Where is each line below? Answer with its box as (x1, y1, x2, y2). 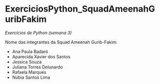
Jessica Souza (12, 59, 42, 65)
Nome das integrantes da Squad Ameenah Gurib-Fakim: (5, 39, 118, 45)
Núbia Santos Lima (12, 74, 50, 80)
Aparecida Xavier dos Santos (12, 53, 71, 59)
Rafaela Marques (12, 69, 46, 75)
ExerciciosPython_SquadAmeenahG (5, 3, 155, 15)
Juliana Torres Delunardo (12, 64, 63, 70)
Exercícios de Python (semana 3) (5, 30, 72, 35)
